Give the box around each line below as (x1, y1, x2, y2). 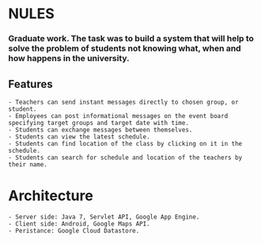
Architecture (8, 187, 93, 205)
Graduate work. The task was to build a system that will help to (8, 33, 255, 44)
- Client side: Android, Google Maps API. (8, 219, 150, 228)
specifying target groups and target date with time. (8, 119, 190, 127)
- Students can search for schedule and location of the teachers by (8, 154, 243, 161)
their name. (8, 160, 47, 169)
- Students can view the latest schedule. (8, 132, 150, 141)
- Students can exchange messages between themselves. (8, 126, 193, 134)
